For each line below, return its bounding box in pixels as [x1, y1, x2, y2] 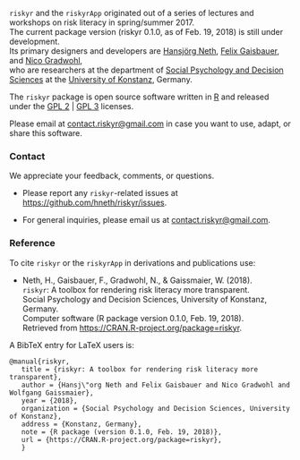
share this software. [9, 128, 83, 138]
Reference [9, 237, 56, 250]
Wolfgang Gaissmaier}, [9, 388, 94, 397]
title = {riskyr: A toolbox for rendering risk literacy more [21, 364, 258, 374]
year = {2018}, [21, 396, 78, 405]
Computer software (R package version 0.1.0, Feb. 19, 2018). [21, 312, 244, 323]
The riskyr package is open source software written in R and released [9, 91, 270, 102]
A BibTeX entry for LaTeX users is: [9, 339, 134, 350]
